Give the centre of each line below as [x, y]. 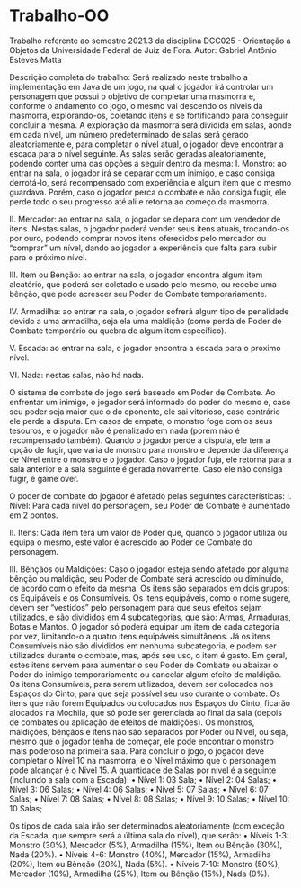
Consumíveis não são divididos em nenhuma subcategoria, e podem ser [143, 646]
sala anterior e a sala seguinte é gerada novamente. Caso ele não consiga [146, 468]
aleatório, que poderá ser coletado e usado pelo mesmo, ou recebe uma [143, 284]
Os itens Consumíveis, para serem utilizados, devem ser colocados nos [142, 684]
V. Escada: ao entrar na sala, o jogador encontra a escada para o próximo [145, 348]
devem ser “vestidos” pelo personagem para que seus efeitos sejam [136, 607]
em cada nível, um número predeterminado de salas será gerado [129, 134]
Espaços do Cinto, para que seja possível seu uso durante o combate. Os [145, 693]
